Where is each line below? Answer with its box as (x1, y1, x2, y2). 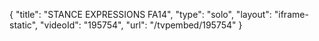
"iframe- (273, 9, 309, 20)
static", (9, 19, 39, 31)
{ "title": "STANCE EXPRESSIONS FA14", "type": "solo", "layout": (9, 9, 272, 20)
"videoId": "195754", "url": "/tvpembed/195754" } (40, 19, 243, 31)
